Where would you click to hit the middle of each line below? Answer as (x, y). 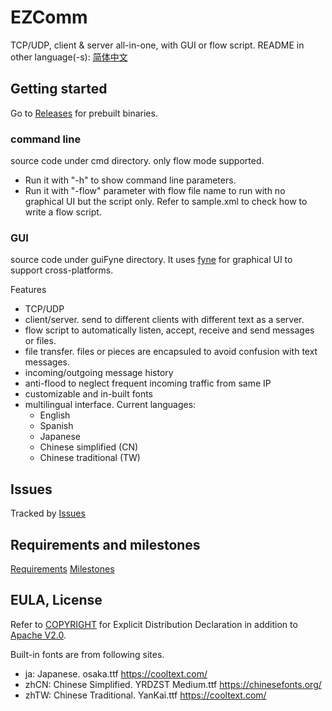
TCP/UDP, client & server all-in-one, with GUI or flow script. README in (157, 45)
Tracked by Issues (48, 513)
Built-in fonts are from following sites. (87, 654)
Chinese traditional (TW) (90, 458)
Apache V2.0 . (38, 635)
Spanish (56, 426)
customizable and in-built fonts (88, 394)
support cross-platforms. (62, 270)
